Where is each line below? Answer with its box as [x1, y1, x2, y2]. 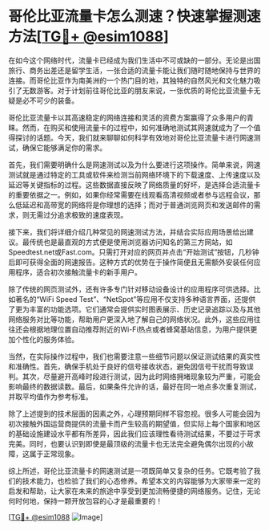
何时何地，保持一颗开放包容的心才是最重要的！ [8, 495, 163, 506]
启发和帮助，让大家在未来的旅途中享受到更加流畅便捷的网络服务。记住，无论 [8, 486, 261, 495]
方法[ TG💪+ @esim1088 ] [8, 27, 170, 46]
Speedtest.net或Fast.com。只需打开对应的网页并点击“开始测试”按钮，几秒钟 [8, 247, 260, 257]
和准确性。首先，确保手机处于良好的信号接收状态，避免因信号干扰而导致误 [8, 361, 254, 371]
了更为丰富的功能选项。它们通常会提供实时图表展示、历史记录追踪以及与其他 [8, 304, 261, 314]
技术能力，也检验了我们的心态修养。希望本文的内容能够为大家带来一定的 [22, 475, 261, 486]
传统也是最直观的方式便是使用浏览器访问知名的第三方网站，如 [29, 237, 233, 247]
